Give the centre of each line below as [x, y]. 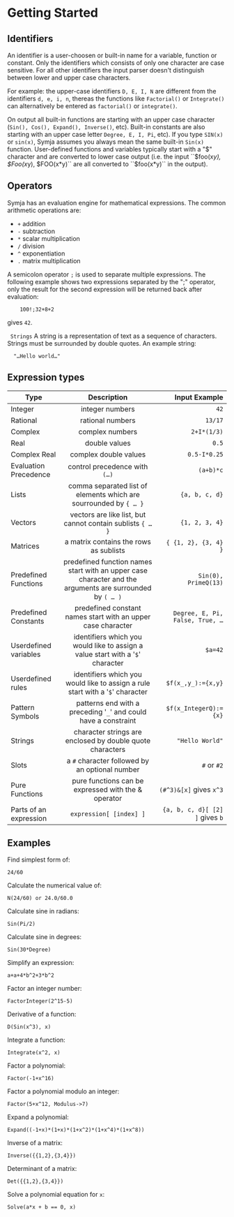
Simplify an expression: [41, 963]
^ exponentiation [41, 253]
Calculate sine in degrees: [45, 937]
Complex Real [33, 454]
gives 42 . [20, 322]
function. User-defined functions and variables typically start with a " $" [110, 149]
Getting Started [53, 13]
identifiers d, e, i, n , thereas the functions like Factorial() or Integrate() [116, 98]
